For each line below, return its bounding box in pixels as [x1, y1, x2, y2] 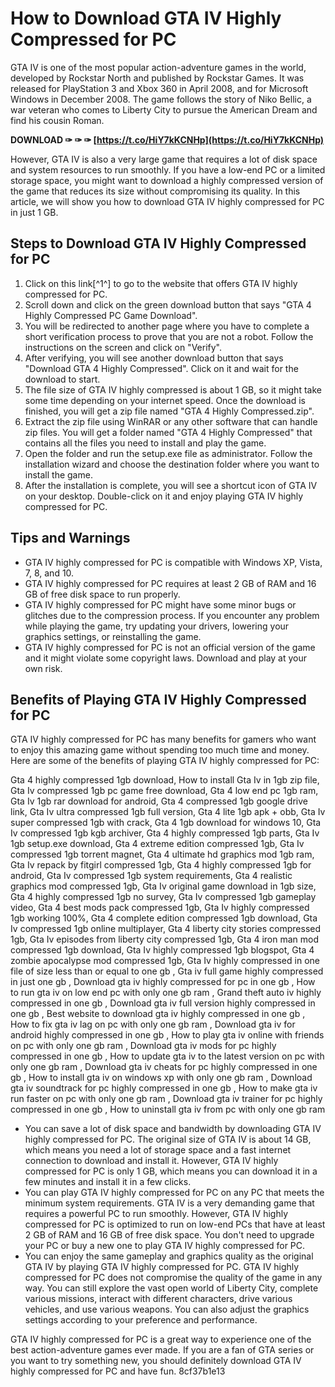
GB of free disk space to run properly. [24, 588, 181, 600]
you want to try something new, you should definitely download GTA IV [10, 1355, 302, 1367]
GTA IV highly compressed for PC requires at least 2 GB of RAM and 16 [24, 577, 317, 589]
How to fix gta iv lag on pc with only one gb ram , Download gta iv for [10, 1018, 296, 1031]
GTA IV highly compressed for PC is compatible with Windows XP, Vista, [24, 556, 323, 568]
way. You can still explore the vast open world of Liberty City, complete [24, 1282, 319, 1294]
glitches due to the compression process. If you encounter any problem [24, 609, 320, 621]
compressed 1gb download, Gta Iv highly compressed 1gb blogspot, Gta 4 [10, 944, 315, 956]
